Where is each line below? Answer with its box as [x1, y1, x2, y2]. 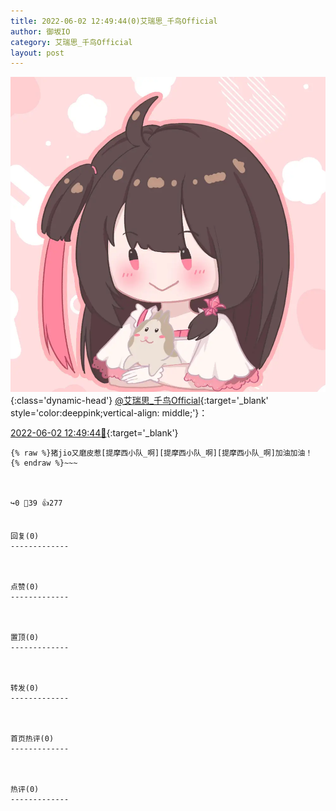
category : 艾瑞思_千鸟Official [10, 37, 133, 47]
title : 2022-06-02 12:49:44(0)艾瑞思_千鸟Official [10, 16, 218, 26]
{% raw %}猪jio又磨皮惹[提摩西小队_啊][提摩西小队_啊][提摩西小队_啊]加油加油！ [10, 448, 313, 459]
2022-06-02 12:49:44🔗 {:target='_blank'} [10, 427, 179, 439]
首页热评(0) [10, 734, 55, 744]
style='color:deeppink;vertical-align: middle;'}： [10, 407, 208, 419]
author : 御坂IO [10, 26, 71, 37]
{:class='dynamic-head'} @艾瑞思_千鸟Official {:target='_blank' [10, 395, 269, 407]
